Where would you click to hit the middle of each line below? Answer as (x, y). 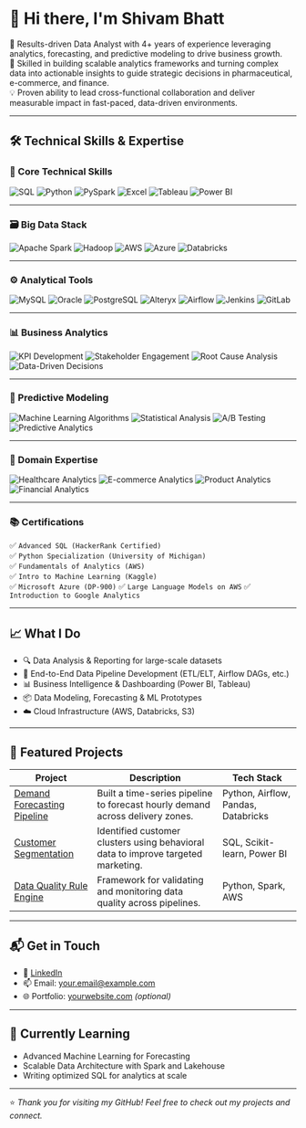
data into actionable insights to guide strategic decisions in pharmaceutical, (151, 73)
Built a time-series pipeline (155, 794)
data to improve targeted (150, 854)
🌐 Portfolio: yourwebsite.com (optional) (97, 996)
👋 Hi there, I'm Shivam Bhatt (117, 19)
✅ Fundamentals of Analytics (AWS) (77, 566)
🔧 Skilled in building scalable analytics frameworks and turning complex (144, 63)
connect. (26, 1115)
